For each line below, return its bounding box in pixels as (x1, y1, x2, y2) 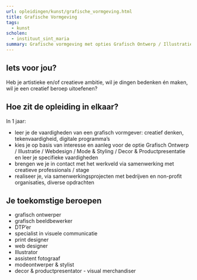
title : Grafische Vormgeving (6, 14, 77, 20)
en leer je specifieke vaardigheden (14, 154, 98, 161)
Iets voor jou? (6, 63, 57, 73)
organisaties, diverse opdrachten (14, 178, 95, 185)
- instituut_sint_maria (11, 36, 69, 42)
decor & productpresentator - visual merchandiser (14, 268, 136, 275)
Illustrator (14, 249, 38, 256)
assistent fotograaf (14, 255, 60, 262)
